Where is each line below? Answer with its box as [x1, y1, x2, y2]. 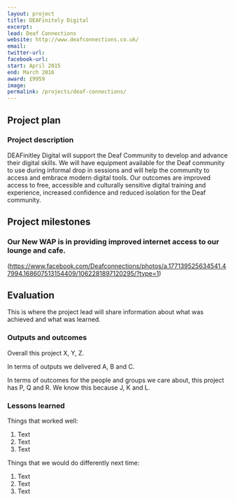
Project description [7, 135, 74, 145]
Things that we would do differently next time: [7, 458, 140, 467]
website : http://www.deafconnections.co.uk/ [7, 36, 139, 43]
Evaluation [7, 289, 55, 301]
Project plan [7, 114, 61, 126]
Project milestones [7, 216, 91, 228]
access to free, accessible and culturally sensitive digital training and [7, 181, 206, 189]
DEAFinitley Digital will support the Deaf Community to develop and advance [7, 151, 228, 160]
